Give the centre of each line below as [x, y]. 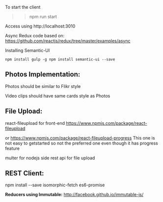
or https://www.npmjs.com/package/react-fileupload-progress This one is [80, 138]
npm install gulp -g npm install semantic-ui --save [60, 59]
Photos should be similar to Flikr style [43, 86]
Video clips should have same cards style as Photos [58, 96]
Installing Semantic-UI [27, 50]
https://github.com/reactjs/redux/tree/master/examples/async [68, 41]
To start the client [23, 7]
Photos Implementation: [43, 74]
